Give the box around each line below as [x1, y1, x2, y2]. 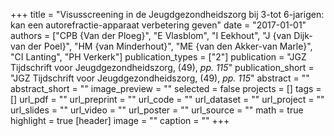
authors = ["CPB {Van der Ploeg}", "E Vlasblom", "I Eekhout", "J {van [10, 30, 292, 41]
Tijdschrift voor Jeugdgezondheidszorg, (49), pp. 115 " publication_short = [10, 62, 315, 73]
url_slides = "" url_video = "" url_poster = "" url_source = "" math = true [10, 104, 304, 116]
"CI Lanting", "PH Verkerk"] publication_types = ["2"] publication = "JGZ [10, 51, 307, 63]
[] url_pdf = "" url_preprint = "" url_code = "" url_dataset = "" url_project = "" [10, 94, 325, 105]
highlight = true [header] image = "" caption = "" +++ [10, 115, 230, 126]
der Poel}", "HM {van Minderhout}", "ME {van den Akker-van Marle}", [27, 40, 313, 52]
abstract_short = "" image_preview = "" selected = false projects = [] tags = [10, 83, 322, 94]
